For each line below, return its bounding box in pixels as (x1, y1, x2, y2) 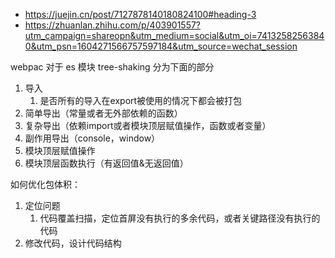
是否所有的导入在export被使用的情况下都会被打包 (39, 95, 243, 106)
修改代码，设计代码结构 (24, 237, 122, 249)
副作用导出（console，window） (24, 132, 161, 144)
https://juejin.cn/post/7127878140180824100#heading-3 (24, 9, 257, 20)
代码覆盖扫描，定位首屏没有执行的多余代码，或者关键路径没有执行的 (39, 212, 321, 224)
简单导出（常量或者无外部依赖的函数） (24, 107, 183, 119)
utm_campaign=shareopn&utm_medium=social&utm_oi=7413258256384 (24, 30, 325, 41)
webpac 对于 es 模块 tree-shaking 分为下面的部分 (10, 61, 215, 73)
